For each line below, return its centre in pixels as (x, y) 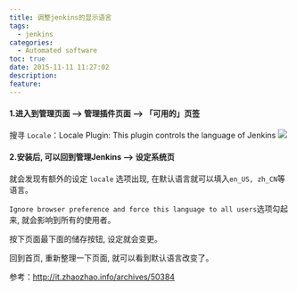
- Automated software (58, 51)
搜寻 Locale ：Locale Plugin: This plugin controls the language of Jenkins (143, 135)
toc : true (28, 59)
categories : (31, 42)
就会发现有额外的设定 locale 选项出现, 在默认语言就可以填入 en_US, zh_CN (144, 179)
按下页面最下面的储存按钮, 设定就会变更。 (86, 239)
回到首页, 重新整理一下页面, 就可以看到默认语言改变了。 (111, 258)
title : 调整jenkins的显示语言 (61, 17)
